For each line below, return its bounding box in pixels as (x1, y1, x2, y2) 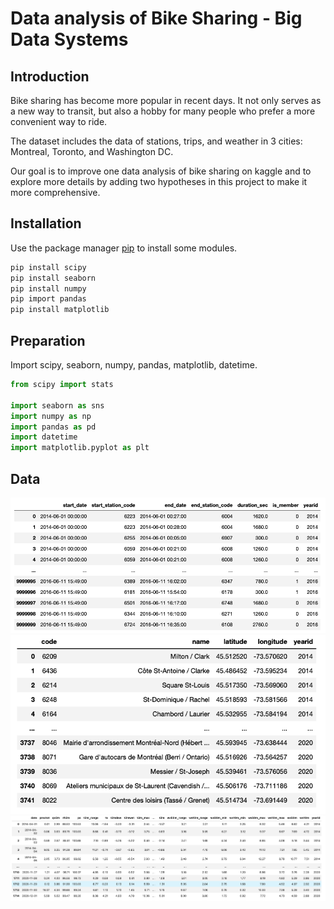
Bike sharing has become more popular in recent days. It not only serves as (10, 95, 322, 106)
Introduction (10, 68, 90, 85)
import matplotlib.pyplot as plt (10, 443, 150, 453)
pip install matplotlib (10, 305, 110, 315)
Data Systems (10, 28, 129, 51)
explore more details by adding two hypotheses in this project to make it (10, 176, 308, 187)
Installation (10, 215, 82, 232)
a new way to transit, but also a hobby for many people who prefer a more (10, 105, 316, 117)
